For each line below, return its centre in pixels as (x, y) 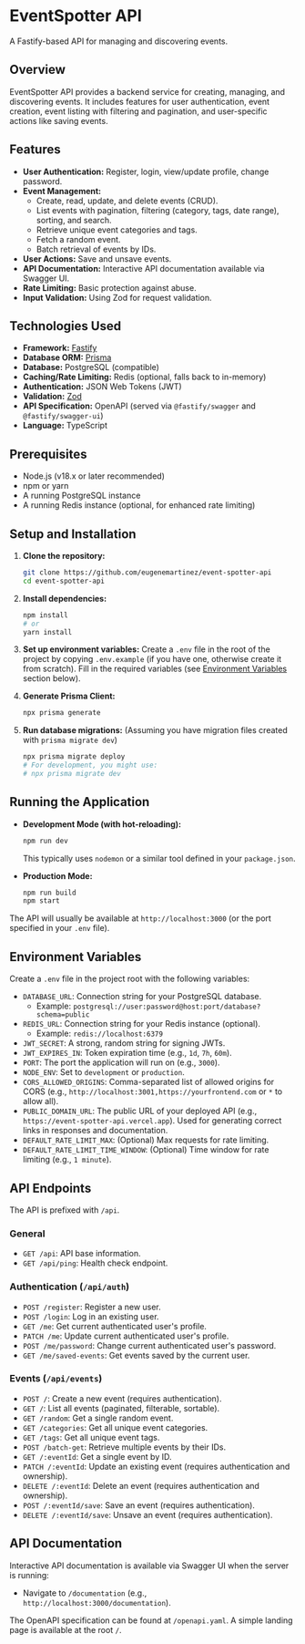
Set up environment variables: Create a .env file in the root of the (146, 649)
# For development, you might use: (90, 765)
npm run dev (45, 841)
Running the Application (80, 802)
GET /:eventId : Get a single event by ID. (97, 1456)
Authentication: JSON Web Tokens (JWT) (102, 387)
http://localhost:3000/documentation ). (97, 1602)
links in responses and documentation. (95, 1131)
